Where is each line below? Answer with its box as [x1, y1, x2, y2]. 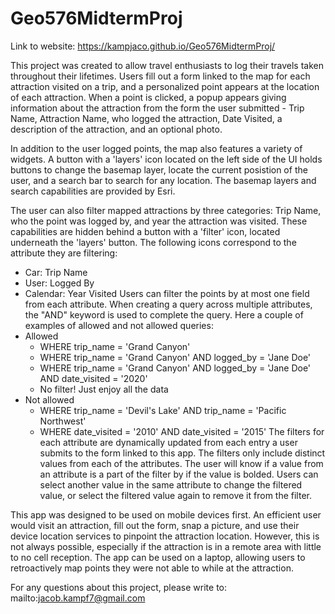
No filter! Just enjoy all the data [39, 383, 169, 395]
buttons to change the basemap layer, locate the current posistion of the [10, 163, 308, 176]
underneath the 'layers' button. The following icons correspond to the [10, 236, 297, 248]
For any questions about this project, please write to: [10, 581, 228, 593]
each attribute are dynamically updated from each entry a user [39, 436, 298, 448]
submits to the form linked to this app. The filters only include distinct [39, 447, 326, 459]
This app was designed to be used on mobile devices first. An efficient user [10, 508, 322, 521]
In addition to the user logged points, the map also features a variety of [10, 142, 303, 154]
